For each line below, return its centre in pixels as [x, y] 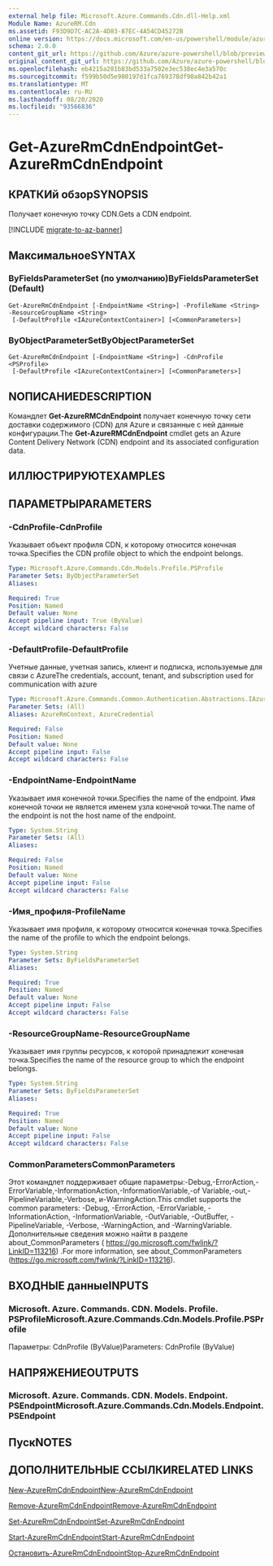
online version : [36, 39]
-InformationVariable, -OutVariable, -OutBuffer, [150, 1217]
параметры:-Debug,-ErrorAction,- [201, 1182]
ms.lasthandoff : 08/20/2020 [56, 99]
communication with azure [53, 684]
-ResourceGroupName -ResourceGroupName [100, 1033]
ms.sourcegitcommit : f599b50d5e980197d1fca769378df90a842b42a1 [118, 77]
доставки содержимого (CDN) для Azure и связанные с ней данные [126, 424]
